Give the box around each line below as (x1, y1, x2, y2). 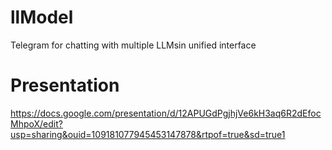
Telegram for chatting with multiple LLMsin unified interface (10, 39, 257, 51)
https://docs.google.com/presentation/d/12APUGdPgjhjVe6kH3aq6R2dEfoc (10, 107, 322, 119)
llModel (10, 6, 74, 29)
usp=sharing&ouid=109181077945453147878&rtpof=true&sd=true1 (10, 128, 286, 140)
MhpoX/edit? (10, 117, 63, 130)
